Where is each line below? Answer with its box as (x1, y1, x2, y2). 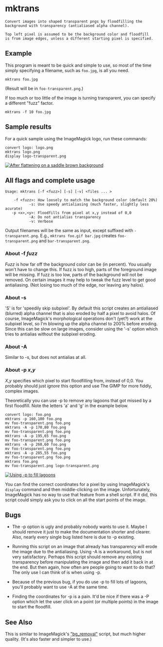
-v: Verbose (29, 219, 54, 224)
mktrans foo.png (5, 459, 38, 464)
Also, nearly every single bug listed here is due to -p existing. (12, 534, 135, 540)
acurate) (5, 206, 23, 211)
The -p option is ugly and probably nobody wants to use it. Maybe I (12, 524, 147, 529)
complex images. (5, 388, 39, 394)
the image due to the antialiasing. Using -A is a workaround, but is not (12, 549, 152, 555)
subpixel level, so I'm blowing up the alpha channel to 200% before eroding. (5, 320, 158, 327)
